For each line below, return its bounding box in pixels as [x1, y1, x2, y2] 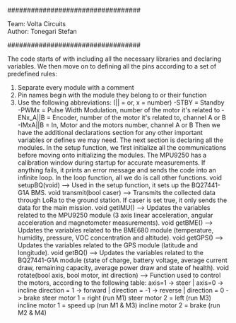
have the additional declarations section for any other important [17, 129, 203, 136]
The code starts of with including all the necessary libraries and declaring [7, 54, 222, 63]
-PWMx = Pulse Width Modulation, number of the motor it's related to [17, 106, 220, 114]
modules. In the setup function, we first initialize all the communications [17, 143, 227, 151]
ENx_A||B [17, 113, 45, 122]
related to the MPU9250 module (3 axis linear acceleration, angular [17, 211, 213, 219]
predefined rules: [7, 70, 58, 78]
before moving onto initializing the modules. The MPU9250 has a [17, 151, 207, 159]
